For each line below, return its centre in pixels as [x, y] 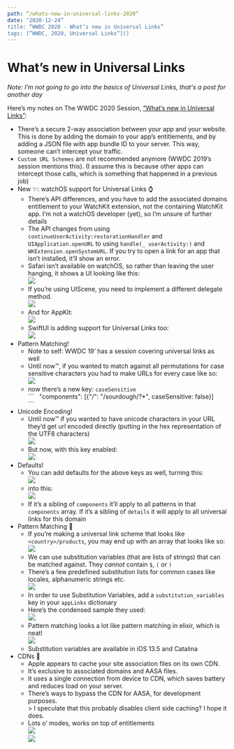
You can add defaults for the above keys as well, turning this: [116, 473]
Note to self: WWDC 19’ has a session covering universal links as [121, 351]
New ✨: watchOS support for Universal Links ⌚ [85, 189]
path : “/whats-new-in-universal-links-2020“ [73, 14]
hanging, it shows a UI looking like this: [84, 273]
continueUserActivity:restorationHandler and [95, 236]
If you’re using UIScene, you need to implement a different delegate [125, 289]
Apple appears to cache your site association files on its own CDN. [124, 664]
